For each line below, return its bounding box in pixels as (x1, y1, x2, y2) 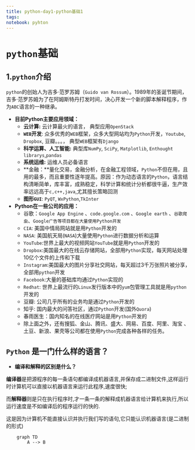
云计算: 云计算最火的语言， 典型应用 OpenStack (23, 123, 134, 130)
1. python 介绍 (6, 72, 52, 82)
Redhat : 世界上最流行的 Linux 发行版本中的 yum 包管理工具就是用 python (23, 283, 187, 291)
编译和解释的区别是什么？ (14, 363, 77, 370)
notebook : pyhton (6, 19, 49, 25)
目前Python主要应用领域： (14, 116, 79, 123)
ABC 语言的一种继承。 (11, 103, 60, 110)
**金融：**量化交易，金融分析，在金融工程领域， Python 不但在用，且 (23, 166, 189, 173)
